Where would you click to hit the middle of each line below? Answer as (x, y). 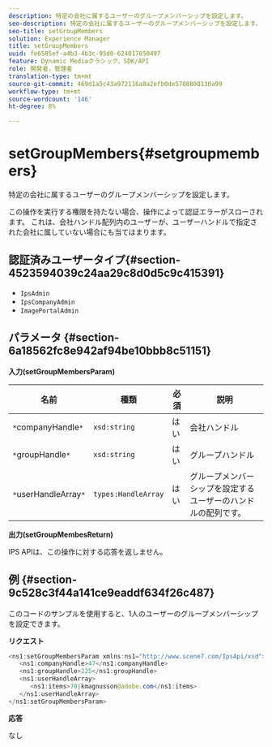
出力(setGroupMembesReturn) (61, 534)
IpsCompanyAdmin (47, 302)
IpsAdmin (35, 293)
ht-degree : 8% (32, 106)
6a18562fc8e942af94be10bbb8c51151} (110, 351)
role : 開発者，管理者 (40, 69)
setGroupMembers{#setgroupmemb (134, 154)
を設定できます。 (36, 624)
